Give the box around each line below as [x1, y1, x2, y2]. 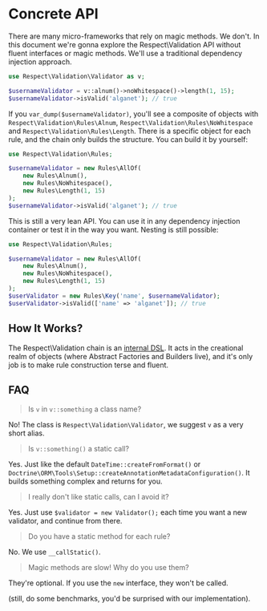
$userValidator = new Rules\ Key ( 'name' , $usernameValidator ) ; [8, 292, 220, 300]
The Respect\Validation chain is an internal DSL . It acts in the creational [8, 342, 244, 353]
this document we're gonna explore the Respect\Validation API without [8, 39, 241, 49]
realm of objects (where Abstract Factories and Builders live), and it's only [8, 351, 253, 361]
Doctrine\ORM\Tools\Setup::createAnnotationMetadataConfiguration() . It [8, 468, 250, 478]
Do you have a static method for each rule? [27, 532, 171, 541]
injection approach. [8, 57, 72, 67]
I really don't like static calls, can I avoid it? [27, 492, 170, 502]
